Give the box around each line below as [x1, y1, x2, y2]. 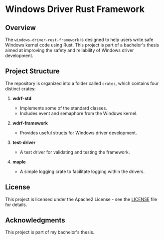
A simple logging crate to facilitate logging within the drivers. [19, 168, 145, 174]
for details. [5, 201, 27, 207]
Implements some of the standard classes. [19, 105, 107, 111]
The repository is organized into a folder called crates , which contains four [5, 80, 159, 86]
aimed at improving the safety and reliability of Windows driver [5, 47, 134, 53]
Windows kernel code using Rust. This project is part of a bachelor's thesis [5, 42, 160, 48]
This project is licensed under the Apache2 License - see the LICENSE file [5, 196, 158, 202]
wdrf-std [12, 95, 31, 101]
